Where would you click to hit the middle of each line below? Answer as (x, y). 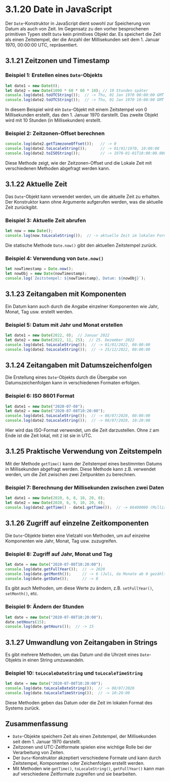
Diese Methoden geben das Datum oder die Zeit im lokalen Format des (79, 703)
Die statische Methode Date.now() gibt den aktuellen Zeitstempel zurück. (81, 245)
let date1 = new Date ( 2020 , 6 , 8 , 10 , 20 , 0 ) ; (55, 498)
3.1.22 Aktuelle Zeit (36, 184)
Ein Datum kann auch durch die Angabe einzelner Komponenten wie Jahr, (82, 306)
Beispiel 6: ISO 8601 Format (40, 396)
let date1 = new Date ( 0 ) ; (32, 86)
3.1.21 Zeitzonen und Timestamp (57, 61)
